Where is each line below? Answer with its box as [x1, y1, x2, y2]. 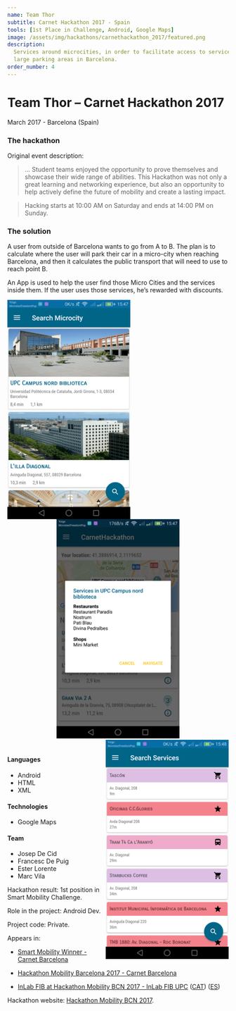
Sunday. [24, 209, 48, 217]
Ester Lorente [17, 864, 57, 873]
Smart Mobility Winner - [17, 948, 87, 956]
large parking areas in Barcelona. [13, 56, 118, 63]
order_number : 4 [7, 63, 55, 70]
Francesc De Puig [17, 857, 69, 866]
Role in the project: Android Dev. [7, 907, 101, 915]
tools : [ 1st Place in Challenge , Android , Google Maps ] [7, 26, 174, 33]
